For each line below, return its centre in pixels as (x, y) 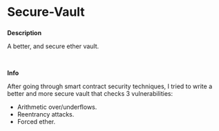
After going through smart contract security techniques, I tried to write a (110, 86)
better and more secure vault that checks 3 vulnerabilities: (90, 94)
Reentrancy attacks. (46, 114)
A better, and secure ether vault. (53, 46)
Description (25, 33)
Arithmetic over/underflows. (57, 107)
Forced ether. (36, 122)
